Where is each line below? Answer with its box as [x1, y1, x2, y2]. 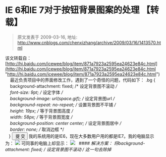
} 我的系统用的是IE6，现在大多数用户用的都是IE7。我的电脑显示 [8, 133, 155, 139]
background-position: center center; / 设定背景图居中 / [9, 120, 121, 126]
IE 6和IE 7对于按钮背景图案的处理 [5, 4, 140, 16]
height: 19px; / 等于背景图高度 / [9, 108, 73, 114]
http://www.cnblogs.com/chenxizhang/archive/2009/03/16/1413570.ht [17, 39, 161, 45]
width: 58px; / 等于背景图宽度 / [9, 114, 73, 120]
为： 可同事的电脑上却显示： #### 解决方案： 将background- [5, 140, 145, 146]
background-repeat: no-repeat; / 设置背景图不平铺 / [9, 102, 116, 108]
